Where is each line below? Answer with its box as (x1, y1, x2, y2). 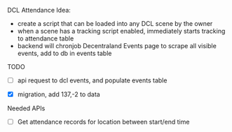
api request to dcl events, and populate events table (17, 76, 168, 85)
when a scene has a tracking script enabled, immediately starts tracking (17, 27, 226, 35)
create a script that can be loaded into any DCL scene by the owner (17, 20, 213, 27)
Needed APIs (7, 104, 46, 112)
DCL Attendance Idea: (7, 6, 71, 14)
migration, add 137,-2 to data (17, 90, 100, 98)
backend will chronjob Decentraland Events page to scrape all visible (17, 42, 217, 50)
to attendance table (17, 34, 74, 43)
